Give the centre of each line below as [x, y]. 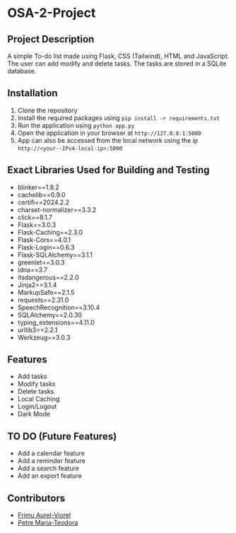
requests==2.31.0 [43, 300]
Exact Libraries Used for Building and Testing [108, 170]
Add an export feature [50, 476]
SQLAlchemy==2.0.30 [50, 315]
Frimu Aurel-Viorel [44, 515]
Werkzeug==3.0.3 [44, 337]
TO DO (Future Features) [62, 436]
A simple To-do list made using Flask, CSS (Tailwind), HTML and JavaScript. [118, 56]
